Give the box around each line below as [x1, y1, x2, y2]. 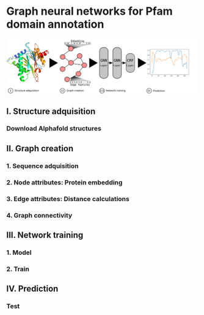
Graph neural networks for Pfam [6, 4, 173, 18]
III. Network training [6, 230, 84, 240]
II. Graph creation [6, 143, 74, 154]
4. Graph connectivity [6, 211, 73, 219]
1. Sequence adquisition [6, 161, 79, 170]
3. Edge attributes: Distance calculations [6, 194, 129, 203]
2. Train [6, 265, 29, 273]
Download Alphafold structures [6, 124, 102, 133]
